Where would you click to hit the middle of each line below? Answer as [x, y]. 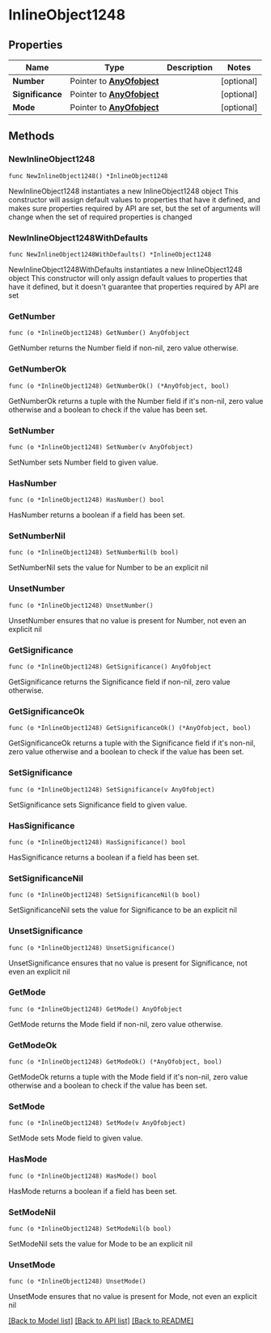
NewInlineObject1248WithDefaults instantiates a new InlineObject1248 [125, 270]
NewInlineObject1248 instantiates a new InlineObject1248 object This [123, 191]
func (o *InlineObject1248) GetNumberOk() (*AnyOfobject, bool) [119, 386]
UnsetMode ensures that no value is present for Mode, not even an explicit [133, 1297]
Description [190, 68]
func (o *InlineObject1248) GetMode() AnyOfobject [95, 1009]
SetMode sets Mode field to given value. [76, 1138]
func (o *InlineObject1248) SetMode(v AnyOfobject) [97, 1123]
